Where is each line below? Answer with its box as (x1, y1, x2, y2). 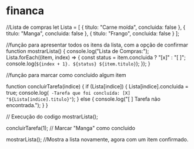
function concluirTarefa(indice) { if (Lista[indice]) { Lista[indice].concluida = (6, 82, 189, 90)
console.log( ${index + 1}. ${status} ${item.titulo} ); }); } (6, 60, 151, 67)
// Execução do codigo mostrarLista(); (6, 113, 98, 120)
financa (6, 4, 45, 18)
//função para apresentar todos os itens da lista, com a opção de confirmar (6, 41, 188, 48)
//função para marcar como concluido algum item (6, 71, 126, 78)
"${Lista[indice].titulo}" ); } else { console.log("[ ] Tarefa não (6, 95, 160, 102)
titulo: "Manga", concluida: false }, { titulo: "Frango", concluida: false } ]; (6, 29, 179, 37)
